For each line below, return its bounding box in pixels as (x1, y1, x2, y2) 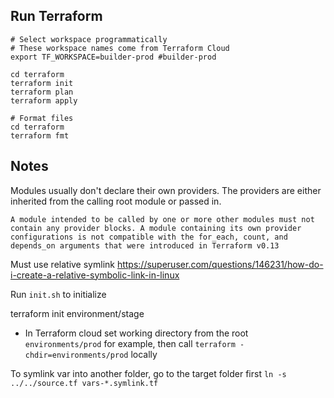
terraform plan (10, 87, 74, 97)
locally (130, 348, 158, 360)
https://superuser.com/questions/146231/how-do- (116, 258, 324, 270)
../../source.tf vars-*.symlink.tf (10, 378, 159, 388)
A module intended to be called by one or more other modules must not (10, 214, 315, 224)
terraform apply (10, 95, 78, 106)
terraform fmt (10, 130, 70, 141)
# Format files (10, 113, 74, 123)
